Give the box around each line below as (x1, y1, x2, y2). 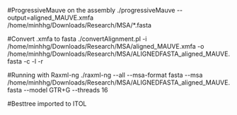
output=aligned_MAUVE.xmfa (7, 13, 94, 22)
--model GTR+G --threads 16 (23, 86, 108, 94)
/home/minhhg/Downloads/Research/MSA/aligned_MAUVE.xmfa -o (7, 42, 204, 50)
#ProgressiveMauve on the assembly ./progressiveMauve (7, 6, 175, 14)
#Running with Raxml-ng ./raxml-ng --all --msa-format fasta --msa (7, 71, 203, 79)
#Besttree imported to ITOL (7, 99, 87, 108)
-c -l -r (23, 57, 44, 66)
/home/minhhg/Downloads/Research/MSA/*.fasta (7, 21, 152, 29)
